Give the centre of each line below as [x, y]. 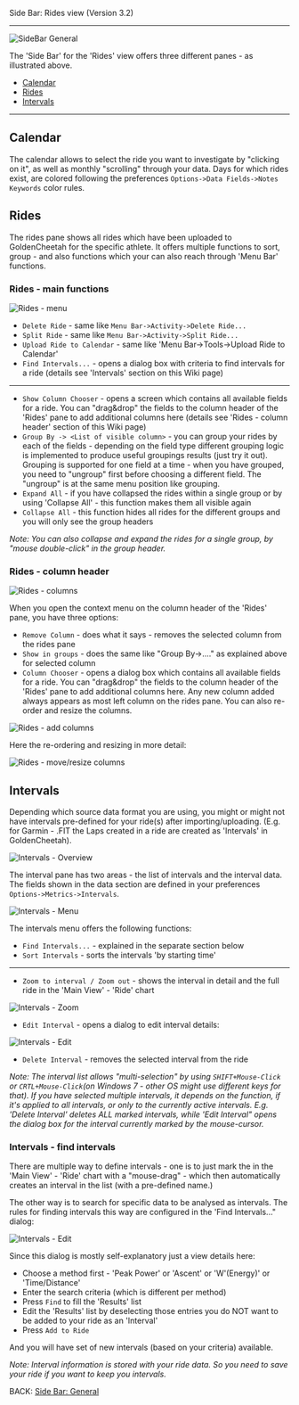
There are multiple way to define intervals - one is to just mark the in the [141, 1166]
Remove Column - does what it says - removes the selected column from [152, 635]
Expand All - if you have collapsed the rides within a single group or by [152, 493]
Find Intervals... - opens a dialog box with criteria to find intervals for [154, 363]
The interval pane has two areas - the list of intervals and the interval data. [146, 875]
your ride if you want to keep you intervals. [88, 1374]
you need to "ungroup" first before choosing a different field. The [141, 474]
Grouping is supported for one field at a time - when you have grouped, [153, 464]
